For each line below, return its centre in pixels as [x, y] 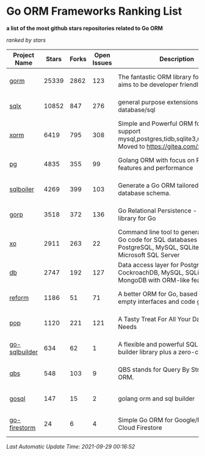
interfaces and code [167, 301]
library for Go [137, 218]
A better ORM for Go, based [158, 293]
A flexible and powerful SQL [158, 344]
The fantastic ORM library [155, 76]
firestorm [23, 427]
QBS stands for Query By [154, 369]
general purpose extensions [158, 102]
